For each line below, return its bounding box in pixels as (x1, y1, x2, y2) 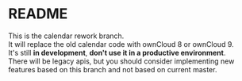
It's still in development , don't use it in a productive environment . (8, 48, 226, 57)
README (8, 5, 68, 23)
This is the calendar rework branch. (8, 31, 125, 40)
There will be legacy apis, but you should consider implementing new (8, 56, 235, 66)
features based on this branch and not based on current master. (8, 64, 217, 74)
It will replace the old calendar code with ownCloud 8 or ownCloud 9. (8, 39, 234, 48)
